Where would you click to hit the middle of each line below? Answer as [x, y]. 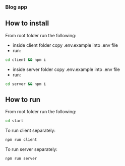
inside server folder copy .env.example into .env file [66, 69]
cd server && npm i [26, 84]
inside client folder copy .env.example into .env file [65, 45]
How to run [23, 99]
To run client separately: [30, 131]
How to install [27, 23]
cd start [14, 121]
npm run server [21, 159]
